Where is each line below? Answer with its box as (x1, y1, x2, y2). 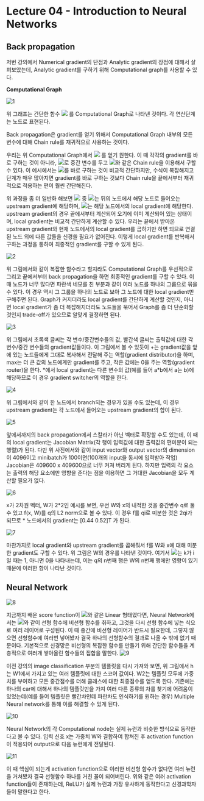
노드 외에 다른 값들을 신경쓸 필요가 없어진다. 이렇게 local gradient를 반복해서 (12, 233, 195, 240)
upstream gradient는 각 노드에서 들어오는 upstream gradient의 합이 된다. (6, 407, 183, 413)
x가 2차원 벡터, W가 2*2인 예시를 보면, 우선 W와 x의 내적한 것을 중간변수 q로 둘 (6, 502, 195, 508)
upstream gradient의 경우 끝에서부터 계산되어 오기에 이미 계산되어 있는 (6, 210, 176, 217)
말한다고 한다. (17, 788, 51, 795)
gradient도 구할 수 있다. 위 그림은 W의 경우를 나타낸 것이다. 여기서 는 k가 (12, 549, 192, 556)
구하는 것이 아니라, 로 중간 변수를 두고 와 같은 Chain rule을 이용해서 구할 (12, 159, 197, 166)
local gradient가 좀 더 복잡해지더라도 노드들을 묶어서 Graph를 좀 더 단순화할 (12, 304, 194, 310)
